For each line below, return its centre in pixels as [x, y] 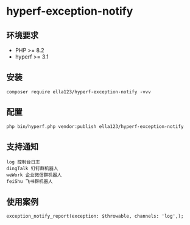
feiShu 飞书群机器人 [30, 182]
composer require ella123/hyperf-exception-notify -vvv [79, 92]
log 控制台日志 [23, 162]
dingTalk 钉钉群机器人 [32, 169]
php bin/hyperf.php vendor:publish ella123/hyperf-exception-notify [95, 126]
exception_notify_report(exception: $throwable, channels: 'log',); [95, 216]
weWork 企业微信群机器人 [34, 175]
